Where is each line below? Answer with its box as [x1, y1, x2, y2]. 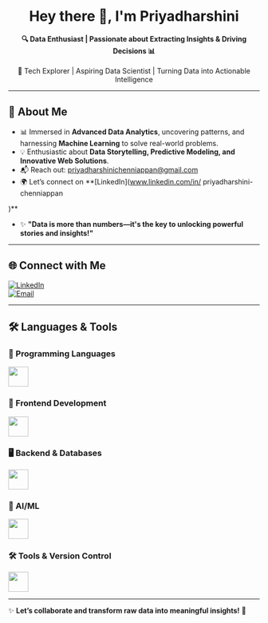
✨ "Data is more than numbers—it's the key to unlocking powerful [19, 219, 244, 228]
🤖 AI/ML [8, 500, 40, 511]
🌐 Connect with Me [8, 259, 106, 272]
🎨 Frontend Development [8, 398, 107, 409]
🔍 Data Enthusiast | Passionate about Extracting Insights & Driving [21, 34, 247, 43]
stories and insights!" [19, 228, 94, 238]
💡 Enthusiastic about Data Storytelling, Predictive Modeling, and [19, 147, 235, 157]
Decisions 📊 [112, 46, 156, 55]
